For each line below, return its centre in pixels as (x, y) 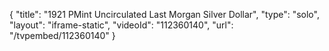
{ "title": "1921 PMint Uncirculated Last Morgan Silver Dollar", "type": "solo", (164, 14)
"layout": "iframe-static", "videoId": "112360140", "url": (121, 25)
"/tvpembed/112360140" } (62, 35)
